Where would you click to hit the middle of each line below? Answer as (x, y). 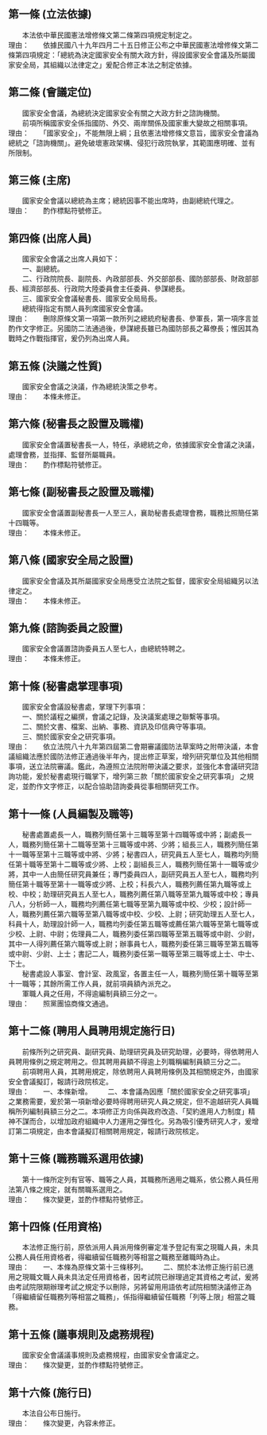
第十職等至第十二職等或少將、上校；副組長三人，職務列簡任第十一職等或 (133, 864)
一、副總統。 (43, 269)
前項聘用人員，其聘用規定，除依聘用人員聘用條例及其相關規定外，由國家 (140, 1071)
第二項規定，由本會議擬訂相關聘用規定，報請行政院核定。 (109, 1131)
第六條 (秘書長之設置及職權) (76, 424)
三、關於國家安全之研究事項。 (71, 737)
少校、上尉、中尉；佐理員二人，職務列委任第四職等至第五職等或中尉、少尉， (133, 934)
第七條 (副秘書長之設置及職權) (81, 492)
